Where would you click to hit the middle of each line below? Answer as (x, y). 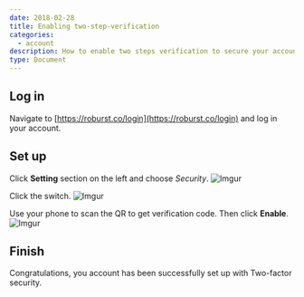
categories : (32, 34)
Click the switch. (40, 196)
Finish (27, 251)
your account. (35, 128)
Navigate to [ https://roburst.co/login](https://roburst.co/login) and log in (143, 118)
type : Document (38, 60)
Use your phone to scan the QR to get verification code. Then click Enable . (149, 213)
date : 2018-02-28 (42, 18)
